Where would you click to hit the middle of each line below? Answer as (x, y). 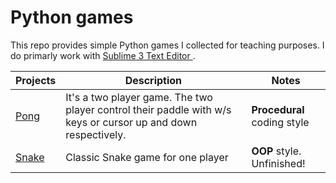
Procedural (278, 109)
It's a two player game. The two (139, 97)
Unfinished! (278, 163)
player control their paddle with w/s (148, 109)
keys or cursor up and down (131, 122)
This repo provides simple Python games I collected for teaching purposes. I (167, 45)
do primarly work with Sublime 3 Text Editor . (103, 55)
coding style (280, 122)
